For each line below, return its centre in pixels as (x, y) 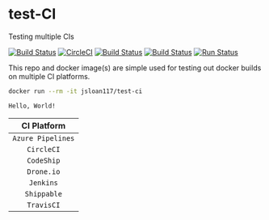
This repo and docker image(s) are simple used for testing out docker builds (135, 68)
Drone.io (44, 171)
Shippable (44, 194)
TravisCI (44, 205)
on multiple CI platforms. (49, 76)
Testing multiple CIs (41, 36)
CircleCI (44, 149)
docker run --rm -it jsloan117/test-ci (76, 91)
